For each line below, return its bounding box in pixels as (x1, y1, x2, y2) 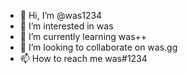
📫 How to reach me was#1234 (19, 53, 148, 64)
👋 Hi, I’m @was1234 (19, 10, 103, 21)
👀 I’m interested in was (19, 20, 114, 32)
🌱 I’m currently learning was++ (19, 31, 148, 42)
